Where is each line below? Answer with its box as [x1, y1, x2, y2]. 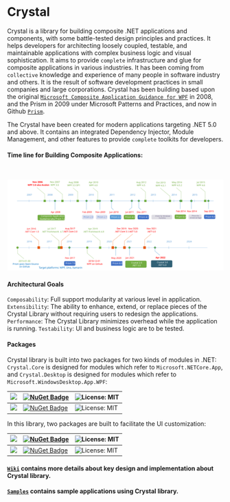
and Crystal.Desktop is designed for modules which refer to [7, 370, 177, 378]
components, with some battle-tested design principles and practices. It [7, 34, 211, 42]
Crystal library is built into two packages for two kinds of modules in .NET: [7, 355, 217, 364]
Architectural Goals [7, 279, 64, 288]
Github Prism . [7, 107, 45, 115]
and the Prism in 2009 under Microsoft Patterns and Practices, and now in [7, 100, 217, 108]
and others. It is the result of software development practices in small [7, 78, 203, 86]
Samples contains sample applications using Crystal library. [7, 487, 179, 495]
